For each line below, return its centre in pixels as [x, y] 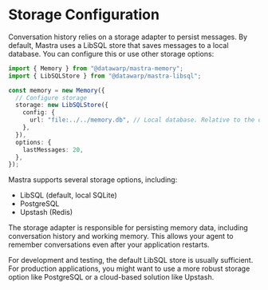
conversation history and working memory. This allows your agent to [121, 236]
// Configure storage [51, 97]
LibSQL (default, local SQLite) [68, 195]
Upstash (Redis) [46, 213]
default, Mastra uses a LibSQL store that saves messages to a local [118, 45]
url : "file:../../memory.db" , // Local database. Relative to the [142, 120]
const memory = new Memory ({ [57, 90]
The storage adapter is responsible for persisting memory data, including [128, 228]
